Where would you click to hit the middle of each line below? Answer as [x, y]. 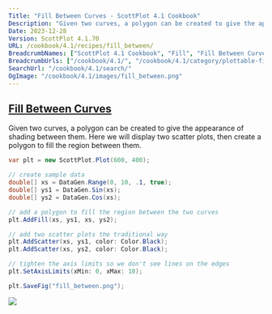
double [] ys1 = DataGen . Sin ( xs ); [65, 190]
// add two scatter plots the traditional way [88, 234]
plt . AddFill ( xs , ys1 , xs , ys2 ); [63, 219]
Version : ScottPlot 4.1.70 [54, 38]
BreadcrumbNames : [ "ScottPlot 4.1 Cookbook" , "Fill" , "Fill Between [126, 53]
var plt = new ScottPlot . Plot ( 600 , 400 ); [79, 160]
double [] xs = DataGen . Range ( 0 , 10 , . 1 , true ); [90, 183]
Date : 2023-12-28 [38, 31]
